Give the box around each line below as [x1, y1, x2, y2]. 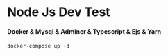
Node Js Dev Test [7, 4, 111, 20]
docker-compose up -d [7, 43, 70, 50]
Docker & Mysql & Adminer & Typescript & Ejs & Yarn [7, 27, 162, 35]
